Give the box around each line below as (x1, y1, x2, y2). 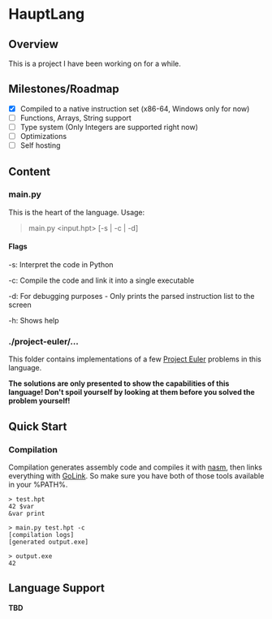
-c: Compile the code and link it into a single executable (8, 275, 195, 285)
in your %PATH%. (8, 480, 68, 489)
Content (8, 164, 51, 179)
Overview (8, 37, 59, 51)
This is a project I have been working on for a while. (8, 58, 181, 68)
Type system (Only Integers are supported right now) (19, 122, 199, 132)
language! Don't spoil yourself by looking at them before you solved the (8, 387, 256, 397)
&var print (8, 509, 45, 517)
